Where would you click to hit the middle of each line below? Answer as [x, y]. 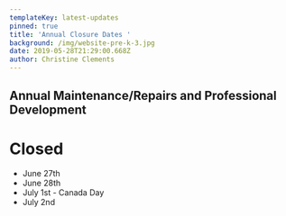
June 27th [41, 174]
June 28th [42, 183]
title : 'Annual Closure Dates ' [70, 34]
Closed [37, 148]
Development [48, 110]
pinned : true [34, 26]
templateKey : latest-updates [64, 18]
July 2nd [39, 202]
